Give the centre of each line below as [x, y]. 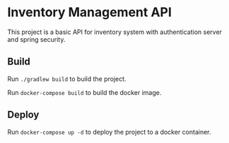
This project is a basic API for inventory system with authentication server [115, 32]
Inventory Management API [89, 12]
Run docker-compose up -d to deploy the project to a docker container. [109, 132]
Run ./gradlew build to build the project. [67, 79]
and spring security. [36, 39]
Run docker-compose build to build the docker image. [84, 92]
